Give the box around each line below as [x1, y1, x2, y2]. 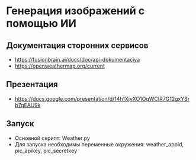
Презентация [6, 79, 58, 89]
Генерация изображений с [6, 4, 145, 18]
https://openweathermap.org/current [14, 62, 105, 69]
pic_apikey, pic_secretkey [14, 147, 78, 154]
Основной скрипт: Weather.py [14, 135, 90, 142]
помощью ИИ [6, 17, 77, 30]
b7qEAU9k [14, 101, 41, 108]
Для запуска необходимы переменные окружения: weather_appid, [14, 140, 184, 148]
